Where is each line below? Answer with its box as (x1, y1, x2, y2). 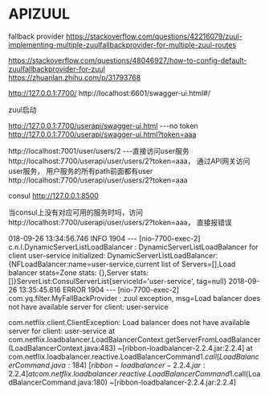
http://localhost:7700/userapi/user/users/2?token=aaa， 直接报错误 (8, 217, 232, 227)
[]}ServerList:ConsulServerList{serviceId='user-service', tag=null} (8, 276, 227, 286)
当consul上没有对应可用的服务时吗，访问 (8, 207, 143, 217)
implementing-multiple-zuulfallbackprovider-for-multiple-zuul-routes (8, 39, 237, 49)
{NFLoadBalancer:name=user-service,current (8, 259, 160, 269)
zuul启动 (8, 105, 37, 114)
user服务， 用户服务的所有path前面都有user (8, 166, 153, 175)
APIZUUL (8, 5, 71, 23)
